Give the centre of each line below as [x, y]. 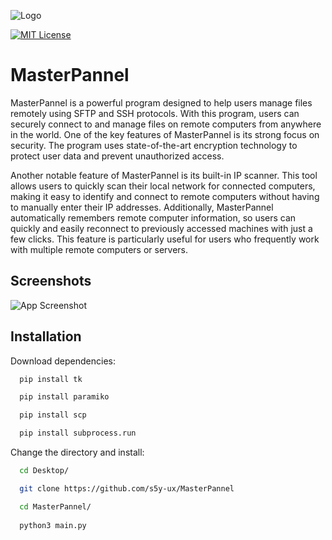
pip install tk [51, 379]
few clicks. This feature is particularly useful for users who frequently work [165, 239]
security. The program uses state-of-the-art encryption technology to [154, 145]
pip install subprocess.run [78, 433]
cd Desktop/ [44, 471]
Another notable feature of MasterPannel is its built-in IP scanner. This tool [164, 175]
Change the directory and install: [77, 452]
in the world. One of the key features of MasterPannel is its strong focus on [165, 134]
